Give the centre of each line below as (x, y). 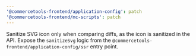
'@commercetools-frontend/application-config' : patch (74, 11)
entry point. (104, 46)
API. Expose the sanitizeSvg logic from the (59, 40)
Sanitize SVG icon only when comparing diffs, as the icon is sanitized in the (98, 34)
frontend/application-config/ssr (48, 47)
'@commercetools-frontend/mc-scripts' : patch (63, 17)
